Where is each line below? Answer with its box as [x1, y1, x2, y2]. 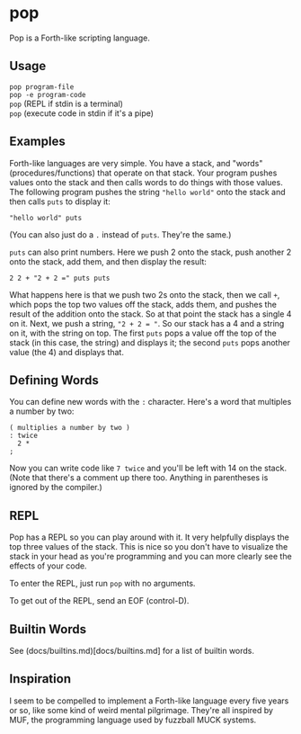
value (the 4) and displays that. [9, 346, 124, 357]
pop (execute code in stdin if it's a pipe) [9, 107, 155, 119]
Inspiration [9, 671, 72, 686]
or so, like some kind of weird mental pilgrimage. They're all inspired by [9, 704, 274, 715]
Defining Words [9, 372, 99, 388]
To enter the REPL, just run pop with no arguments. [9, 578, 196, 589]
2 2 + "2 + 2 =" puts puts [9, 273, 111, 282]
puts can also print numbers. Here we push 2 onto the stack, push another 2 [9, 246, 292, 257]
